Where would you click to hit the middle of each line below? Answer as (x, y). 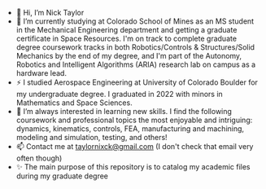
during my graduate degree (62, 176)
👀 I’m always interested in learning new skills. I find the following (124, 111)
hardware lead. (41, 73)
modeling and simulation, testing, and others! (92, 137)
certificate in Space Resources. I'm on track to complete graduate (126, 38)
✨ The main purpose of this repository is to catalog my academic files (133, 167)
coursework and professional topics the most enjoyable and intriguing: (134, 120)
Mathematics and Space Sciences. (74, 103)
